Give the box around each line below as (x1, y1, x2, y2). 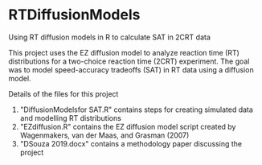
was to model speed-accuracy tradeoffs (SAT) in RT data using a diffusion (8, 64, 255, 74)
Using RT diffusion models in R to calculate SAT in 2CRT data (8, 32, 211, 42)
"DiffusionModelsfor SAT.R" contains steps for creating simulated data (19, 105, 253, 114)
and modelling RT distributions (19, 113, 122, 122)
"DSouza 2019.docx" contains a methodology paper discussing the (19, 138, 243, 148)
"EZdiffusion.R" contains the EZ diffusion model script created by (19, 122, 236, 131)
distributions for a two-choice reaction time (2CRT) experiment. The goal (8, 56, 250, 66)
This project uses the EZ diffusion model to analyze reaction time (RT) (8, 47, 239, 57)
